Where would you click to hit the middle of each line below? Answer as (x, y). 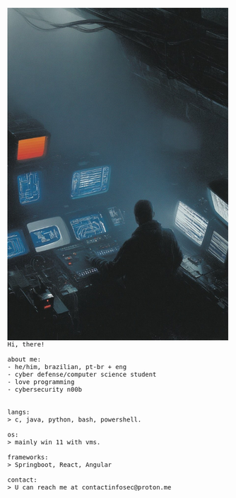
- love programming (41, 382)
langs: (19, 412)
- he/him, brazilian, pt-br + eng (67, 367)
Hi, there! (26, 344)
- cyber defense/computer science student (82, 374)
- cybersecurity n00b (45, 389)
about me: (24, 359)
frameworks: (28, 457)
